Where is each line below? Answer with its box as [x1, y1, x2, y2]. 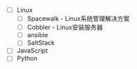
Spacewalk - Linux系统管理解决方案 [27, 14, 130, 23]
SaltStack [27, 39, 55, 47]
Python [16, 55, 38, 63]
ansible [27, 31, 48, 39]
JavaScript [16, 46, 48, 55]
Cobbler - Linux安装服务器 [27, 23, 103, 32]
